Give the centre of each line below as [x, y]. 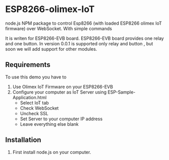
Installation [23, 140]
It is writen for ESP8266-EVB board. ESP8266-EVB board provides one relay [84, 38]
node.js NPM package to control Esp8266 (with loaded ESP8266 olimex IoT [84, 23]
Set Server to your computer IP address [61, 119]
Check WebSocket [39, 108]
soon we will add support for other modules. [51, 49]
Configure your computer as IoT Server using [60, 92]
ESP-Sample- [122, 92]
